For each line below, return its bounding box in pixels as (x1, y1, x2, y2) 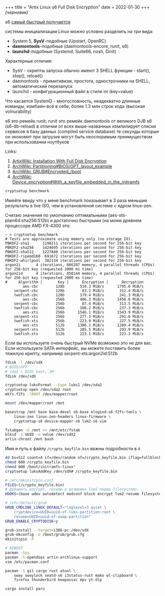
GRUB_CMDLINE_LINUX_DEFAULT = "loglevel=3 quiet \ (5, 505, 107, 510)
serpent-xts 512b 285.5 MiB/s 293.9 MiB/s (14, 327, 144, 332)
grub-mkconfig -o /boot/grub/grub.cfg (5, 532, 84, 537)
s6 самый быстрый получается (5, 19, 71, 25)
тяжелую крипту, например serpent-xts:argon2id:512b (5, 350, 118, 356)
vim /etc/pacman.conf (5, 559, 50, 564)
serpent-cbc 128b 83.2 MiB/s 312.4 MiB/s (14, 288, 144, 293)
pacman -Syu (5, 550, 29, 555)
